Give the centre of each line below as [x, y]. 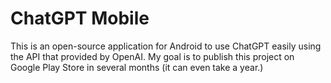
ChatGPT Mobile [80, 18]
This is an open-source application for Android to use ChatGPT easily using [166, 46]
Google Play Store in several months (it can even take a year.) [137, 67]
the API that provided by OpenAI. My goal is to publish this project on [152, 56]
